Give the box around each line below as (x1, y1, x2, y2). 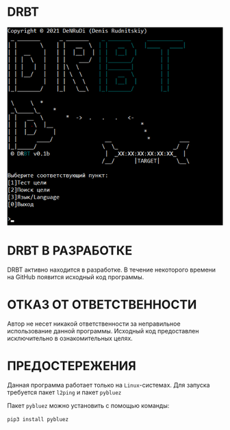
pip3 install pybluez (7, 416, 69, 422)
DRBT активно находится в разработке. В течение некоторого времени (7, 265, 216, 274)
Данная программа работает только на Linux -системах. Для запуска (7, 381, 210, 389)
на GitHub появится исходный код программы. (7, 272, 144, 281)
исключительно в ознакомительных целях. (7, 334, 133, 342)
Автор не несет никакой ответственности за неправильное (7, 320, 181, 328)
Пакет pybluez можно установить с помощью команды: (7, 401, 170, 409)
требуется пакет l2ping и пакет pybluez (7, 388, 122, 396)
